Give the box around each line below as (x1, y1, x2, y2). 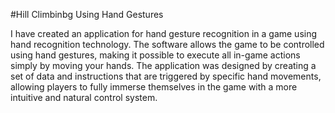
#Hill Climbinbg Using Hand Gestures (10, 9, 164, 20)
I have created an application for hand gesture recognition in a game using (10, 28, 318, 39)
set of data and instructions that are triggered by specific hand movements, (10, 70, 322, 82)
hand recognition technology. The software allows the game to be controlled (10, 39, 325, 50)
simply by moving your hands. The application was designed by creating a (10, 60, 317, 71)
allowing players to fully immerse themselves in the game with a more (10, 81, 298, 93)
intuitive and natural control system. (10, 92, 158, 103)
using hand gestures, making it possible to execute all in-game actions (10, 49, 301, 61)
